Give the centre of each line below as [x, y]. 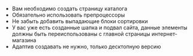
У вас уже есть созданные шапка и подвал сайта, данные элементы [99, 27]
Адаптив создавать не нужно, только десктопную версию [86, 46]
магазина [24, 40]
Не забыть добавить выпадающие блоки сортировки [80, 21]
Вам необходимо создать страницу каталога [70, 9]
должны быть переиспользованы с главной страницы [81, 34]
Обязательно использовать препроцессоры [68, 15]
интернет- [165, 34]
